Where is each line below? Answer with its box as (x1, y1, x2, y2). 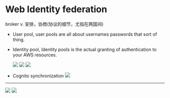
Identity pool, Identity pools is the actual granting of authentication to (12, 46, 157, 52)
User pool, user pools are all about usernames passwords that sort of (12, 31, 157, 37)
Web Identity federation (5, 4, 107, 15)
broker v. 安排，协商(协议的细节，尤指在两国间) (5, 21, 104, 27)
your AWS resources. (12, 52, 57, 58)
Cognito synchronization (12, 73, 64, 79)
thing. (12, 37, 25, 43)
